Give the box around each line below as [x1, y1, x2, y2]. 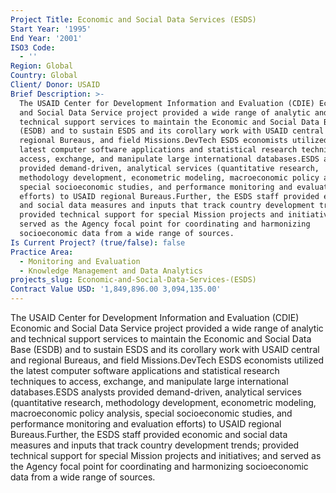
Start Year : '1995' [10, 24, 92, 34]
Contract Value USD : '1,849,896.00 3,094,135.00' [10, 284, 222, 295]
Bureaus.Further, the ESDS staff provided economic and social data [10, 429, 288, 440]
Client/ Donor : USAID [10, 80, 101, 90]
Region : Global [10, 61, 74, 71]
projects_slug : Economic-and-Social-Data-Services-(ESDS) [10, 275, 257, 285]
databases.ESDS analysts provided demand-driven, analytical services [10, 386, 302, 398]
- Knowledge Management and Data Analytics [19, 266, 203, 276]
